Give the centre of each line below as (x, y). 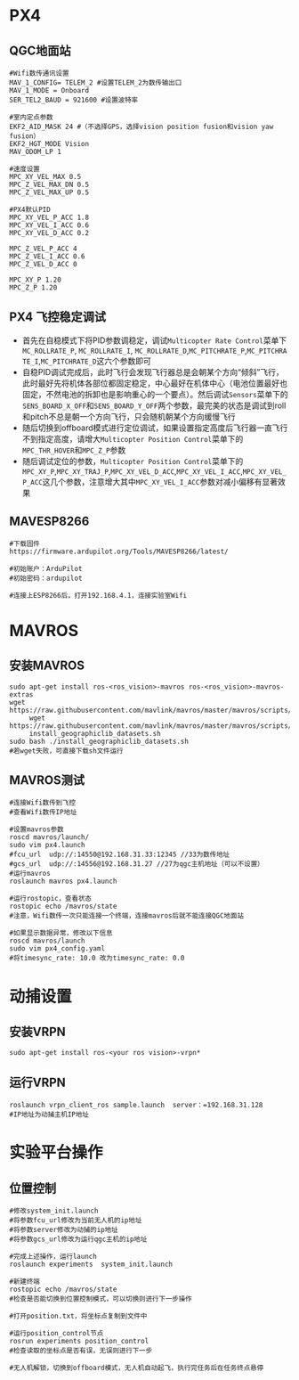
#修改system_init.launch (54, 1211)
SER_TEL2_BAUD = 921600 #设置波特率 (74, 100)
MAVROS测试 (47, 780)
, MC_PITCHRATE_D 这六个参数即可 (95, 361)
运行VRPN (38, 1082)
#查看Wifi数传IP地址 (43, 812)
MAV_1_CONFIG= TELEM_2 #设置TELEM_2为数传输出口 (96, 83)
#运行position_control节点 (57, 1334)
